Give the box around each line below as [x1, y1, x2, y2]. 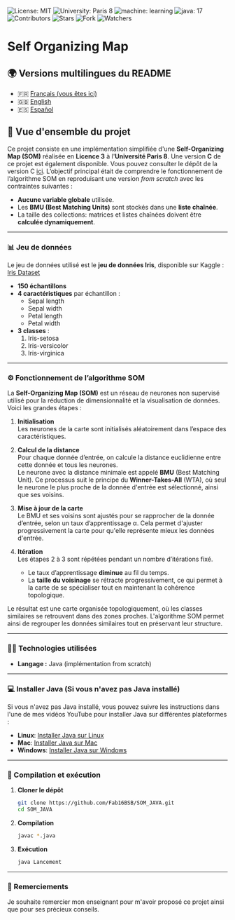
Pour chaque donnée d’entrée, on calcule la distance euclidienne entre [17, 453, 222, 462]
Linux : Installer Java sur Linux [17, 731, 104, 739]
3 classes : [17, 327, 50, 335]
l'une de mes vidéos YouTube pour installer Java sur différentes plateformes [7, 710, 227, 718]
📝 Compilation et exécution [7, 770, 101, 780]
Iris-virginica [27, 349, 64, 358]
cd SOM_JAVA [17, 806, 52, 813]
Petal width [27, 319, 61, 327]
